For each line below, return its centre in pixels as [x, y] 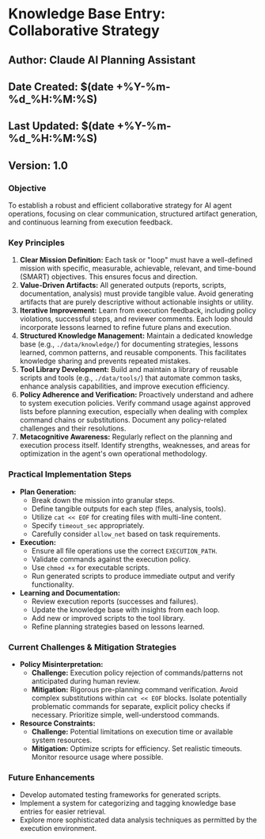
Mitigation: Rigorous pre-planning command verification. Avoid [135, 689]
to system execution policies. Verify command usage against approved [135, 403]
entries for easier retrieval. [63, 812]
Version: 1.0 [38, 165]
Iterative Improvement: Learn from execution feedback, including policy [138, 311]
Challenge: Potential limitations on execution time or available [132, 731]
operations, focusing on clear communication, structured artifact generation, [133, 214]
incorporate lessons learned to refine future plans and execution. [125, 328]
